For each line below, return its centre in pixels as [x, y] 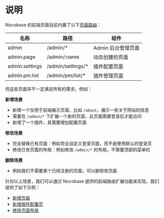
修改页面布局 [25, 210]
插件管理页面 [108, 76]
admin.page [22, 56]
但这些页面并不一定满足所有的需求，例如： [49, 89]
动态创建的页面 [111, 57]
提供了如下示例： [23, 187]
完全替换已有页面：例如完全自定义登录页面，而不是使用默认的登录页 [82, 143]
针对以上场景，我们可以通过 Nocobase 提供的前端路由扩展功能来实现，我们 [82, 181]
